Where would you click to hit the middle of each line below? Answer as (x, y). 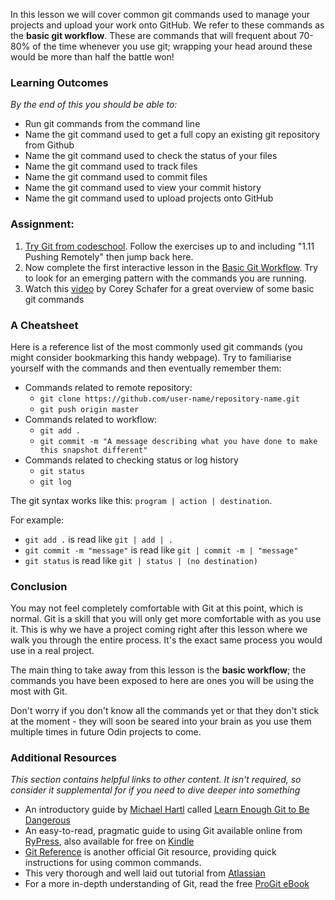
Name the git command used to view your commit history (143, 188)
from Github (49, 145)
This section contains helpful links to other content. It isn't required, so (156, 780)
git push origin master (89, 409)
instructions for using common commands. (113, 863)
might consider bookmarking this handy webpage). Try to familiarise (151, 357)
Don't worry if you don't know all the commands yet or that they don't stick (165, 711)
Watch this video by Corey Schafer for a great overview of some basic (169, 288)
